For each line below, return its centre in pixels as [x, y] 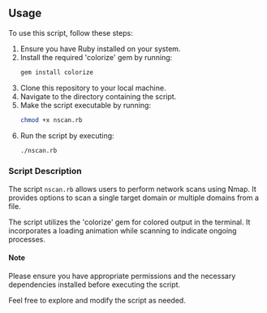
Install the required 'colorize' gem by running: [96, 57]
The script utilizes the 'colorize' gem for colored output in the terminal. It [129, 222]
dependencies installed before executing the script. [95, 285]
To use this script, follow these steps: [71, 33]
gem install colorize [56, 72]
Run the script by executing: [67, 135]
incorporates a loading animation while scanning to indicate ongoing [123, 230]
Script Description [45, 172]
